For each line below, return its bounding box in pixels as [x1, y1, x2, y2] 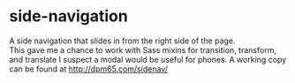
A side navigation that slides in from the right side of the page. [9, 35, 236, 46]
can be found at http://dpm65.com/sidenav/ [9, 64, 168, 74]
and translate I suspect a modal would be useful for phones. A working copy [9, 54, 287, 64]
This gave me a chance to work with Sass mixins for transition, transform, [9, 44, 276, 55]
